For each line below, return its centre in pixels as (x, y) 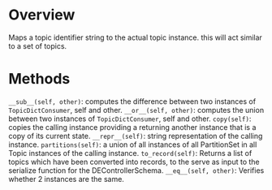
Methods (39, 79)
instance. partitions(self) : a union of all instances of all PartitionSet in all (133, 145)
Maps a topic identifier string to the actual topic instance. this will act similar (135, 37)
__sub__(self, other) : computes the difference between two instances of (132, 101)
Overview (42, 15)
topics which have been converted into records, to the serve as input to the (134, 162)
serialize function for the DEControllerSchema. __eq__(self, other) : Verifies (136, 170)
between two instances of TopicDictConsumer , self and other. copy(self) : (130, 119)
